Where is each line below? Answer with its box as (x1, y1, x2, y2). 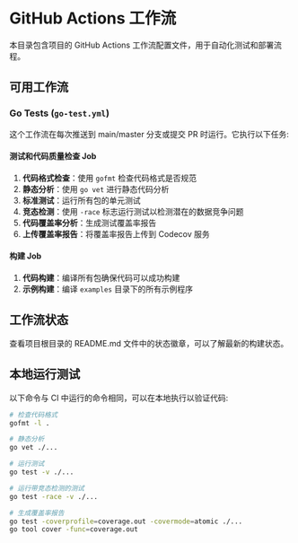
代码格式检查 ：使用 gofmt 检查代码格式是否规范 (22, 172, 197, 183)
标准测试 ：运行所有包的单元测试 (22, 195, 141, 206)
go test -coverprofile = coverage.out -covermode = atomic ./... (9, 517, 243, 526)
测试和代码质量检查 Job (9, 151, 97, 162)
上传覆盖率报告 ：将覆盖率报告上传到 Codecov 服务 (22, 228, 211, 239)
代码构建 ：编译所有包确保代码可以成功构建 (22, 273, 180, 284)
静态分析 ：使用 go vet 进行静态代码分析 (22, 183, 170, 194)
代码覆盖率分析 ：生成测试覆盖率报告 (22, 217, 157, 228)
